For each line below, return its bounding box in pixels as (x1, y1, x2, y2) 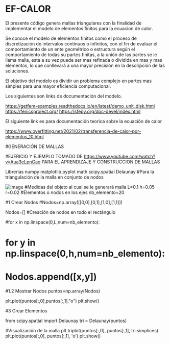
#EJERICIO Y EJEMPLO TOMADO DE (5, 153, 83, 159)
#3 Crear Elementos (5, 308, 47, 314)
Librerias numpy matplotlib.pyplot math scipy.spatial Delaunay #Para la (5, 168, 154, 175)
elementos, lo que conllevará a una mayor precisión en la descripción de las (5, 62, 165, 68)
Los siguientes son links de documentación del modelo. (5, 93, 123, 99)
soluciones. (5, 67, 30, 74)
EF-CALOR (5, 3, 51, 15)
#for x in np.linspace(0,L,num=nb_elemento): (5, 219, 100, 225)
